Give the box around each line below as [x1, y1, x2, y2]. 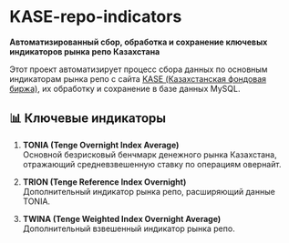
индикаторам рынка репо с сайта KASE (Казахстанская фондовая [9, 73, 267, 84]
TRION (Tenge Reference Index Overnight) [22, 176, 187, 187]
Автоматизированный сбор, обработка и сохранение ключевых [9, 36, 268, 47]
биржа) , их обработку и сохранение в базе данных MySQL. [9, 83, 241, 94]
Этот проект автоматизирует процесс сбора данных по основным [9, 64, 268, 75]
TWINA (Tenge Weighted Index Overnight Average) [22, 213, 222, 224]
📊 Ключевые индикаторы [9, 111, 167, 127]
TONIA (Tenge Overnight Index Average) [22, 139, 180, 150]
